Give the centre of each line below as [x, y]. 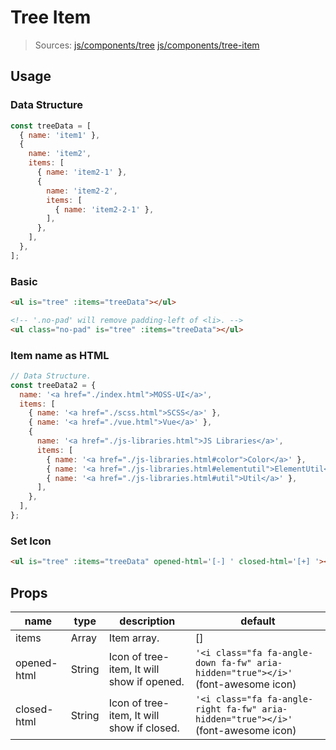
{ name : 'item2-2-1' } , [104, 209]
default [258, 621]
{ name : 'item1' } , [60, 135]
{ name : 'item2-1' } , [82, 172]
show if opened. [146, 681]
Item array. [134, 638]
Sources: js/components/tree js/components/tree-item [147, 45]
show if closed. [144, 728]
